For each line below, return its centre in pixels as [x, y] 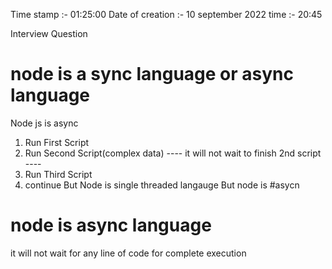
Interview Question [49, 33]
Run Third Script [58, 174]
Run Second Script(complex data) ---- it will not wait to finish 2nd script [173, 153]
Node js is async [44, 123]
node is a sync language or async [152, 74]
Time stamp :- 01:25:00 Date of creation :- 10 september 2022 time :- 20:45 [166, 14]
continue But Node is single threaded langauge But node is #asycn [162, 185]
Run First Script [57, 142]
